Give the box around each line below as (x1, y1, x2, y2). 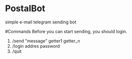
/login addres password (12, 43, 60, 49)
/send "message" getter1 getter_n (12, 38, 80, 44)
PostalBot (5, 3, 45, 14)
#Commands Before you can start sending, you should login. (5, 28, 128, 34)
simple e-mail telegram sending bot (5, 19, 77, 25)
